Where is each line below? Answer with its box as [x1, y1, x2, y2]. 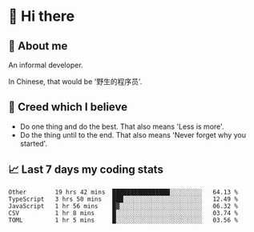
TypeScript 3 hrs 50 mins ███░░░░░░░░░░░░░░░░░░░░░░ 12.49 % [8, 195, 239, 203]
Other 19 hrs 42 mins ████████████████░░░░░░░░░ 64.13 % [8, 188, 239, 196]
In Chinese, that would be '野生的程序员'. [8, 77, 143, 86]
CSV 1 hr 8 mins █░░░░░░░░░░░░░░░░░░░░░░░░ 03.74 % [8, 209, 239, 217]
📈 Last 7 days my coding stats [8, 163, 164, 177]
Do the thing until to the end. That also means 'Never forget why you [19, 130, 247, 139]
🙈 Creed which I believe [8, 100, 128, 114]
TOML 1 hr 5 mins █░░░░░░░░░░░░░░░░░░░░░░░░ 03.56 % [8, 216, 239, 224]
